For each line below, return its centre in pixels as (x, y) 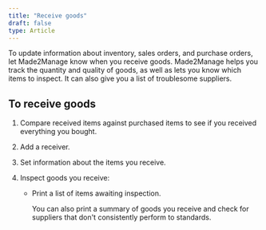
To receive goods (52, 103)
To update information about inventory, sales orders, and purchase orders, (131, 54)
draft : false (30, 23)
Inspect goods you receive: (65, 178)
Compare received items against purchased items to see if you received (138, 123)
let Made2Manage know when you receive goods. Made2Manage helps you (133, 61)
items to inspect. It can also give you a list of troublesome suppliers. (120, 79)
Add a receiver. (45, 147)
